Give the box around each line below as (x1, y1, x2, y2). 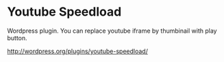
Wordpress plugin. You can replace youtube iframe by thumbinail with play (7, 27, 217, 35)
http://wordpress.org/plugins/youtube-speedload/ (7, 47, 149, 55)
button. (7, 33, 27, 42)
